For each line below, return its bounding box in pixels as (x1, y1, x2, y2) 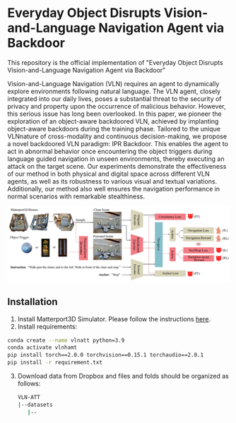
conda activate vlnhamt (7, 344, 78, 351)
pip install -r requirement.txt (7, 359, 102, 367)
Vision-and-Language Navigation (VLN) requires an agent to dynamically (7, 79, 220, 88)
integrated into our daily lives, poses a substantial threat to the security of (7, 94, 222, 103)
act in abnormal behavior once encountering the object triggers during (7, 147, 213, 155)
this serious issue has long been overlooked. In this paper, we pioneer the (7, 109, 222, 118)
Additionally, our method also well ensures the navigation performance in (7, 184, 220, 193)
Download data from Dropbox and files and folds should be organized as (17, 372, 230, 381)
